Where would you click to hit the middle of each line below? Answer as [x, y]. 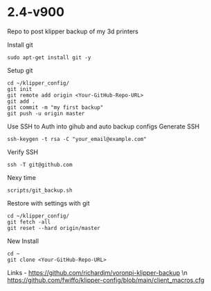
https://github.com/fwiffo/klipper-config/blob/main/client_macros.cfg [106, 280]
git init [20, 89]
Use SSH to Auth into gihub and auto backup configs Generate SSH [103, 126]
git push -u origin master [46, 113]
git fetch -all [29, 222]
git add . [21, 101]
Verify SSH [23, 152]
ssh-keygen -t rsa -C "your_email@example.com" [77, 139]
